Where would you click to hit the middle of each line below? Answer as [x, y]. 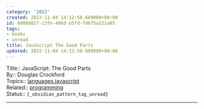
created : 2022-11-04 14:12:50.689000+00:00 [62, 17]
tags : [13, 29]
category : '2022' [28, 12]
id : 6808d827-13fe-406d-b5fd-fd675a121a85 [61, 23]
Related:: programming [35, 87]
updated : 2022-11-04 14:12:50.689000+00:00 [62, 51]
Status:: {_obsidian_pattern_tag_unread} [57, 93]
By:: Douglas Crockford [36, 74]
